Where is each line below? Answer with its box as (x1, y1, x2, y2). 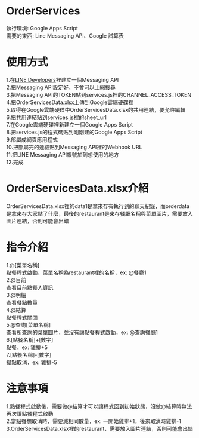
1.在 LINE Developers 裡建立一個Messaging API (6, 76, 119, 83)
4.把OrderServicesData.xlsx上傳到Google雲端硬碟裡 (6, 99, 134, 106)
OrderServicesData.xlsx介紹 (6, 182, 149, 195)
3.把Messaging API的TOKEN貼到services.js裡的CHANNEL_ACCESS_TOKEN (6, 91, 192, 98)
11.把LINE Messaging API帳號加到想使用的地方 (6, 151, 119, 158)
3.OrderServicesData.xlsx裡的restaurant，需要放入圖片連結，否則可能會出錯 (6, 425, 194, 432)
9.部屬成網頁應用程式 (6, 136, 58, 143)
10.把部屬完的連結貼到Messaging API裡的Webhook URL (6, 143, 142, 151)
